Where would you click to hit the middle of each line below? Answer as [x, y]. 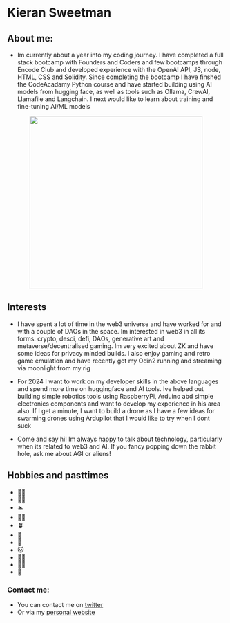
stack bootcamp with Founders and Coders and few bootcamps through [120, 62]
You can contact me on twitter [60, 604]
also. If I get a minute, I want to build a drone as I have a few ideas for [116, 410]
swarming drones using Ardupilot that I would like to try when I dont [114, 418]
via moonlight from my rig [54, 368]
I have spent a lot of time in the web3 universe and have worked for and [119, 324]
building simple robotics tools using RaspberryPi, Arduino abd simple [115, 396]
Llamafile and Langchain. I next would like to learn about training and [115, 99]
